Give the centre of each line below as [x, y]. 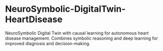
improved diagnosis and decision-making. [48, 43]
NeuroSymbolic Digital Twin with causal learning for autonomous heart [77, 33]
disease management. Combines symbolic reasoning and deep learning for [81, 38]
